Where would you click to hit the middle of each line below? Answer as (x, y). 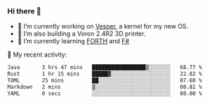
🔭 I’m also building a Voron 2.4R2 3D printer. (81, 34)
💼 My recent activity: (37, 54)
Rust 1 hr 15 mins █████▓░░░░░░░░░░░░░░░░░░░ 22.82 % (104, 74)
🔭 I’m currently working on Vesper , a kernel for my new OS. (103, 27)
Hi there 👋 (25, 11)
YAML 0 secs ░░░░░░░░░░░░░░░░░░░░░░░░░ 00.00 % (104, 94)
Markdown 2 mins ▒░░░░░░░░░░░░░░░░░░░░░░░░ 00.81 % (104, 87)
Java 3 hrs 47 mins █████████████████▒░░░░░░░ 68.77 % (104, 68)
